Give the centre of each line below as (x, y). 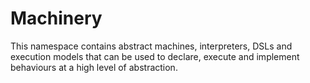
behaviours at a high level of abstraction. (94, 67)
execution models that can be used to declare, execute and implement (155, 56)
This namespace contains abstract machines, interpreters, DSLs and (151, 46)
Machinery (56, 18)
